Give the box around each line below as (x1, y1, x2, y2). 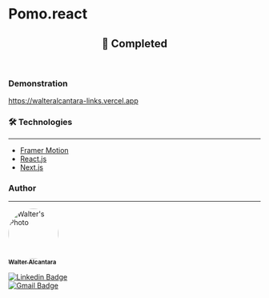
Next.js (19, 162, 44, 172)
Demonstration (8, 78, 68, 89)
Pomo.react (8, 5, 88, 23)
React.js (19, 154, 47, 163)
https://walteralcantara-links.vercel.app (8, 96, 139, 106)
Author (8, 182, 37, 193)
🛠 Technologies (8, 117, 73, 128)
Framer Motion (19, 145, 70, 155)
